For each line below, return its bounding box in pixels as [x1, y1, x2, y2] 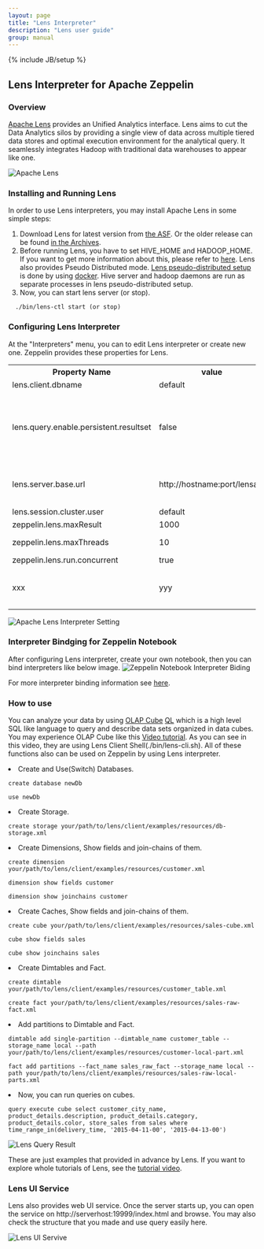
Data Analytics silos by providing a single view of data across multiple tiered [8, 128, 255, 137]
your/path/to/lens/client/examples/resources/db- [60, 822, 226, 831]
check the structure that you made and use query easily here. [8, 1217, 208, 1227]
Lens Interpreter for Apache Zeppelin [8, 78, 194, 91]
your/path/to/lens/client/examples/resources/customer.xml [8, 865, 206, 873]
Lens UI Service [8, 1183, 69, 1194]
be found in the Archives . [19, 238, 101, 247]
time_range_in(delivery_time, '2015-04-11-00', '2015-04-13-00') [8, 1126, 226, 1134]
